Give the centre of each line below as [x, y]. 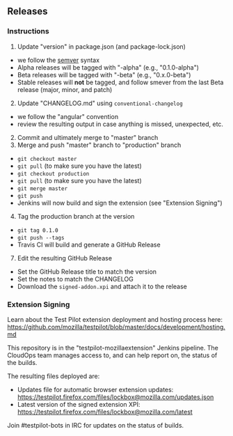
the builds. [22, 362]
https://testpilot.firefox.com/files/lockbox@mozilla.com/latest [105, 412]
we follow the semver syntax [58, 60]
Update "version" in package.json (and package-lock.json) [102, 46]
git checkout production [53, 173]
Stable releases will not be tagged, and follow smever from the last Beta [120, 82]
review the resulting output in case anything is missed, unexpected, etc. [120, 124]
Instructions [29, 31]
